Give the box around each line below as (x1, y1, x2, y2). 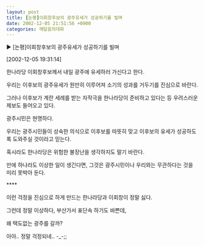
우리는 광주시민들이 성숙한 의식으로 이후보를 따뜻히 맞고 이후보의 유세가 (6, 128, 175, 135)
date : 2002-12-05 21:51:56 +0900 (6, 20, 91, 26)
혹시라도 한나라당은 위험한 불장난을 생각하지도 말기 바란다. (6, 148, 145, 156)
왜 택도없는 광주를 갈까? (6, 220, 63, 227)
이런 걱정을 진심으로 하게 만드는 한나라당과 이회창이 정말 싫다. (6, 194, 153, 201)
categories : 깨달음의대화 (6, 26, 65, 32)
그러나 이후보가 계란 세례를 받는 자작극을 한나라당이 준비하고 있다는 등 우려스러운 (6, 94, 199, 101)
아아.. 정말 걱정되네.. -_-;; (6, 233, 67, 240)
